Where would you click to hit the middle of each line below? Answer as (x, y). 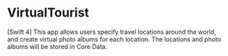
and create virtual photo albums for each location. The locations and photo (114, 39)
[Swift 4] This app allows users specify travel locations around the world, (112, 32)
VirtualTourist (48, 13)
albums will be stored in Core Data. (57, 46)
